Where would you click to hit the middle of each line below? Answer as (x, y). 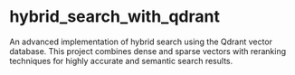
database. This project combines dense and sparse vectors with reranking (148, 51)
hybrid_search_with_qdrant (114, 17)
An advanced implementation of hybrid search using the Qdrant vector (141, 42)
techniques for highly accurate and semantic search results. (121, 61)
